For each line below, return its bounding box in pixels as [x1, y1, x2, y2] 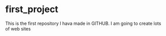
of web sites [5, 25, 31, 31]
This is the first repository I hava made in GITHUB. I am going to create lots [5, 20, 161, 26]
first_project [5, 4, 59, 15]
